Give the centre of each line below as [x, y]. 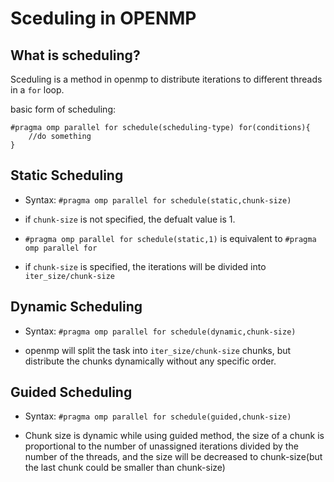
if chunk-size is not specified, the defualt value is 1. [130, 219]
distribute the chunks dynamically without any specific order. [150, 361]
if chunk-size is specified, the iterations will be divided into [145, 266]
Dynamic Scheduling [76, 307]
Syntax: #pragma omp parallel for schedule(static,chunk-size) [158, 199]
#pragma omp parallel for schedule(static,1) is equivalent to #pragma [170, 238]
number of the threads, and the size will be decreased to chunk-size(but [173, 457]
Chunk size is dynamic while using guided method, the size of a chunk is [174, 436]
